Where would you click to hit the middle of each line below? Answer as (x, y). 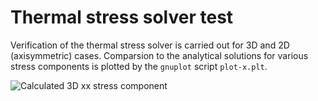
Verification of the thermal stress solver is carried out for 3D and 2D (150, 45)
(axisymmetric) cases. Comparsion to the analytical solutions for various (159, 55)
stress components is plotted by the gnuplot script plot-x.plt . (139, 66)
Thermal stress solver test (122, 17)
